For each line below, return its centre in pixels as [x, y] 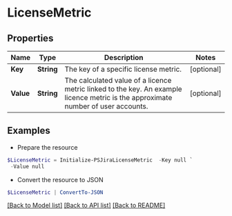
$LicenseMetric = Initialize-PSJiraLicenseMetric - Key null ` [100, 160]
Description [124, 58]
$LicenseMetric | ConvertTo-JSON [55, 192]
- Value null [27, 166]
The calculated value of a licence [118, 80]
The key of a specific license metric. [123, 69]
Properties [30, 38]
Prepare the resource [47, 147]
